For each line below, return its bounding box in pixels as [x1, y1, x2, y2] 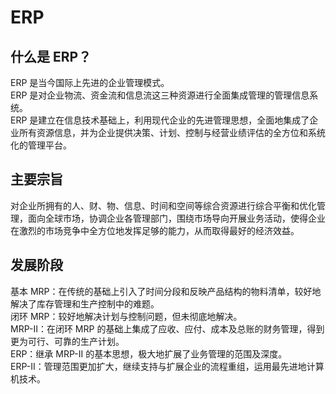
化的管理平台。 [10, 139, 72, 151]
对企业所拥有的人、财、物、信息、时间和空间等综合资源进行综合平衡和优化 [10, 199, 317, 211]
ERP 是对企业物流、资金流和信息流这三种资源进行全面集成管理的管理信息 [10, 89, 310, 101]
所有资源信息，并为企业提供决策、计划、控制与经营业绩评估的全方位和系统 [18, 127, 326, 138]
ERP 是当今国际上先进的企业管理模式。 [10, 77, 170, 88]
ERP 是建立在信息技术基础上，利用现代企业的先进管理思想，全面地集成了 [10, 114, 310, 126]
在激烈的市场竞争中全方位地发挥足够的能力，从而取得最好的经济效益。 [10, 224, 300, 236]
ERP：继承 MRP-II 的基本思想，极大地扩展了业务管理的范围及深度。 [10, 347, 288, 360]
